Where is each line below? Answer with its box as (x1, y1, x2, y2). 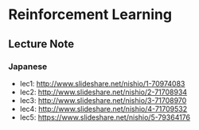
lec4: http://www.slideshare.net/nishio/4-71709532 (19, 104, 188, 113)
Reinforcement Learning (8, 6, 173, 24)
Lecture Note (8, 37, 74, 51)
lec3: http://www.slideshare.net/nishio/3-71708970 (19, 95, 187, 105)
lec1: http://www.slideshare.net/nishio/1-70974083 (19, 78, 185, 88)
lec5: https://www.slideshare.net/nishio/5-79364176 (19, 113, 191, 122)
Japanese (8, 61, 48, 72)
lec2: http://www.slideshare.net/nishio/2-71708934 (19, 87, 188, 97)
